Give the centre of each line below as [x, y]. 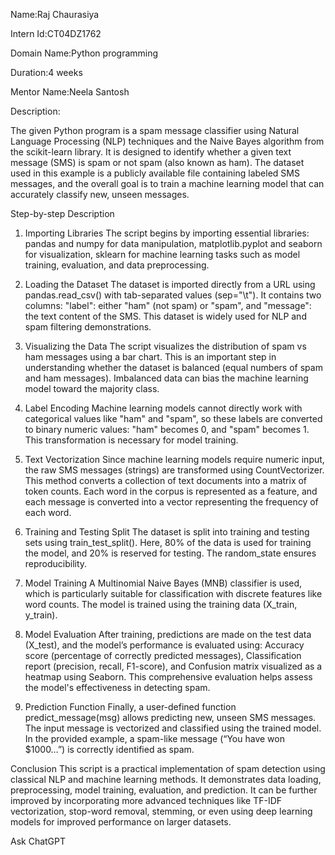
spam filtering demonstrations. [88, 327]
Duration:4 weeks [46, 72]
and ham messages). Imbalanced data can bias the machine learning [166, 378]
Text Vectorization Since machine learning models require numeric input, [174, 459]
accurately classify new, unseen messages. [100, 194]
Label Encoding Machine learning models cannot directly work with [163, 408]
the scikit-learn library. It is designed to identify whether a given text [151, 152]
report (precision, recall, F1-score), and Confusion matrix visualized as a [173, 666]
